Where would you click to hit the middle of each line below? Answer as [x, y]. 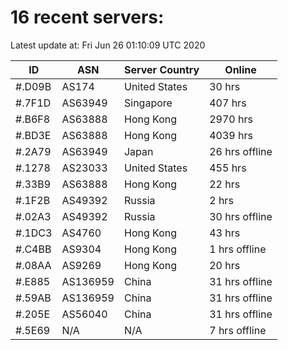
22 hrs [225, 184]
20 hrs [225, 265]
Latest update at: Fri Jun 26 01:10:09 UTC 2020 [108, 45]
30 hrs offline [241, 216]
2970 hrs [231, 119]
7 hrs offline [238, 330]
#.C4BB [33, 249]
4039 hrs [231, 135]
